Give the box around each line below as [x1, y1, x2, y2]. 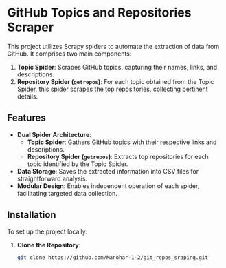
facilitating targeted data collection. [16, 189, 118, 197]
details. [16, 92, 38, 101]
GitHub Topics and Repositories [7, 5, 192, 21]
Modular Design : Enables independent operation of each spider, [16, 181, 200, 190]
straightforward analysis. [16, 174, 88, 183]
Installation [7, 209, 56, 221]
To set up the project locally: [7, 227, 88, 236]
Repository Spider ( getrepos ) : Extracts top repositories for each [27, 152, 210, 161]
